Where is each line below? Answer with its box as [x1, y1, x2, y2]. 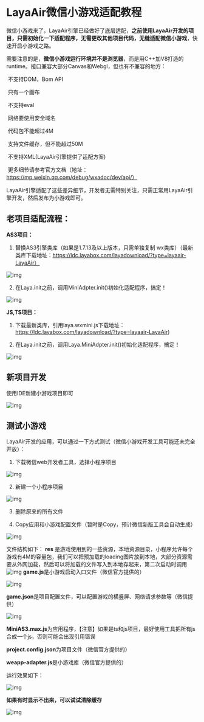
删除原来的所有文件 [15, 508, 64, 515]
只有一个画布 [7, 88, 40, 95]
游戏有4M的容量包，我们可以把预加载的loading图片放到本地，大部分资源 [6, 553, 188, 560]
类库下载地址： [15, 251, 53, 259]
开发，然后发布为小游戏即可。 [11, 194, 86, 201]
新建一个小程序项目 [15, 483, 64, 490]
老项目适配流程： [6, 213, 70, 224]
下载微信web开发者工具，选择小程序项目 [15, 459, 117, 466]
